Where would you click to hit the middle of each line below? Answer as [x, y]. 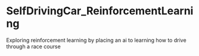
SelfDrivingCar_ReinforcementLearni [100, 11]
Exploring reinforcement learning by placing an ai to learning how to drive [96, 40]
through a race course [33, 46]
